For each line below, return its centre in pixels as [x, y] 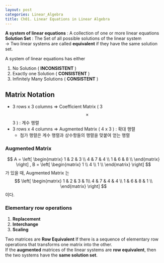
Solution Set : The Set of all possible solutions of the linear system [73, 38]
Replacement [26, 219]
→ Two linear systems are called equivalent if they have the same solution [82, 44]
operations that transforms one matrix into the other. [59, 244]
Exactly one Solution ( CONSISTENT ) [51, 74]
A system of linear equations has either [45, 59]
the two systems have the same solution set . [51, 255]
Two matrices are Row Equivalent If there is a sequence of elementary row [82, 239]
